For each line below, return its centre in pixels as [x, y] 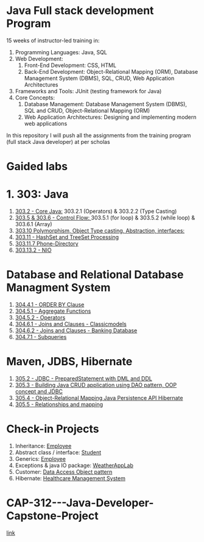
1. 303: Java [37, 194]
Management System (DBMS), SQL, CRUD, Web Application [99, 78]
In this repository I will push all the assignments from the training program [99, 135]
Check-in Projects [53, 429]
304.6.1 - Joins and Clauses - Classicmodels [71, 324]
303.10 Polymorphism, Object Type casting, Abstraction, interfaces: [100, 231]
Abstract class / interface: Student [58, 452]
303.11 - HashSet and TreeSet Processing [67, 237]
